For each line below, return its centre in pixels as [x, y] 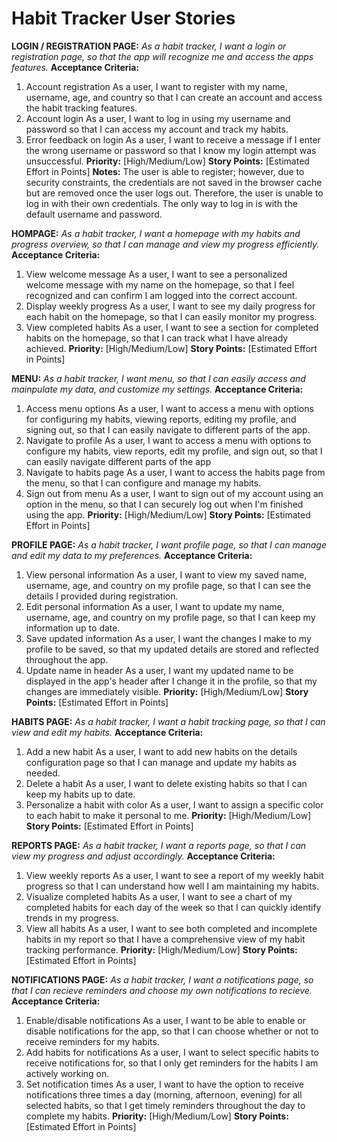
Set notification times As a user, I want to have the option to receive [164, 1084]
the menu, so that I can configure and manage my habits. [143, 483]
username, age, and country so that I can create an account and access [174, 97]
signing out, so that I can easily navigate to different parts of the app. [168, 429]
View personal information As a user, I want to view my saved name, [166, 574]
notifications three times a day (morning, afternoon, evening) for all [164, 1094]
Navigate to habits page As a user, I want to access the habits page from [175, 472]
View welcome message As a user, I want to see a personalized [156, 274]
